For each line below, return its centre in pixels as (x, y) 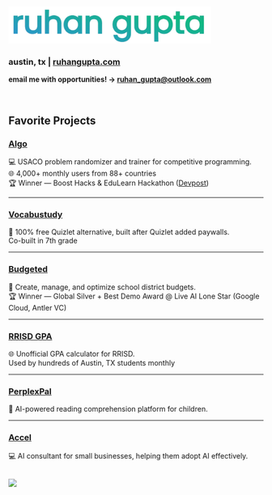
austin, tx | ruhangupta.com (64, 61)
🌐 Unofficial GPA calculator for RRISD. (72, 353)
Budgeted (28, 269)
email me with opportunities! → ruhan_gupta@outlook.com (110, 79)
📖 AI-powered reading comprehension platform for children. (108, 409)
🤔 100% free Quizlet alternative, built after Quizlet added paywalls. (119, 232)
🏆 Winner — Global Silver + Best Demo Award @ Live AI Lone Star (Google (134, 296)
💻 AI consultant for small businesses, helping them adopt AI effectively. (128, 455)
